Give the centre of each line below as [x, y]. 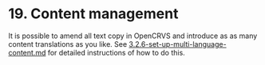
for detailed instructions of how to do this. [116, 52]
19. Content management [93, 14]
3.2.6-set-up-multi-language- [178, 44]
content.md [27, 52]
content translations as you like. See [68, 44]
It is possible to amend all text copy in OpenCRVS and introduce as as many [133, 36]
